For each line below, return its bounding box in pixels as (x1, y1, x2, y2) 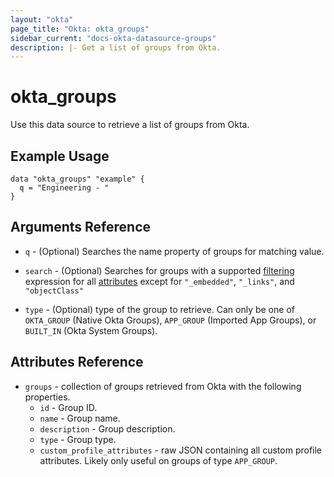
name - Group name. (39, 412, 121, 424)
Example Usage (10, 147, 110, 165)
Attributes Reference (10, 354, 144, 371)
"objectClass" (24, 286, 84, 296)
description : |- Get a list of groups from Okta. (10, 42, 222, 53)
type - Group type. (39, 433, 117, 445)
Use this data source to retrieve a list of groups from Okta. (10, 119, 250, 131)
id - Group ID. (39, 401, 98, 413)
